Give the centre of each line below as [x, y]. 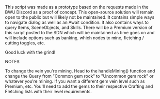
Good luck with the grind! [30, 52]
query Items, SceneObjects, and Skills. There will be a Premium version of [79, 28]
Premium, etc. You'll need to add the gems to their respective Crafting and [79, 86]
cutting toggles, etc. [25, 43]
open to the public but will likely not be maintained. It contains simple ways [80, 17]
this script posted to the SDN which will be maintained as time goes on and [80, 33]
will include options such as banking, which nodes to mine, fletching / [74, 38]
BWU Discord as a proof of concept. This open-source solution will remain [79, 12]
